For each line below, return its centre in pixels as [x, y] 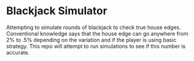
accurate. [18, 52]
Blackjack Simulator [57, 11]
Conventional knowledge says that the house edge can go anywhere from [97, 33]
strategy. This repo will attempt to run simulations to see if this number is [96, 46]
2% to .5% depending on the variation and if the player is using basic [91, 40]
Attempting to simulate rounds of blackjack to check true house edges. [94, 27]
